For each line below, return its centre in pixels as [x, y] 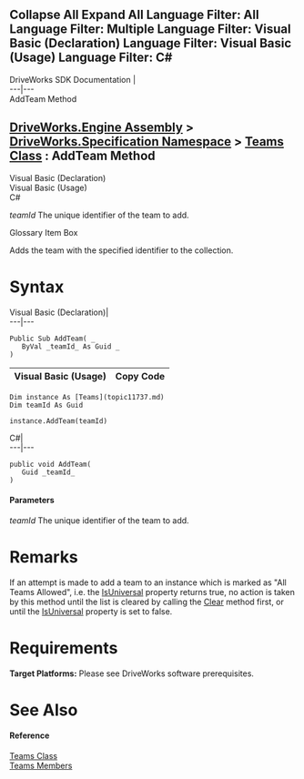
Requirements [64, 647]
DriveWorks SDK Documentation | [73, 79]
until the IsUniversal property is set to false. [91, 611]
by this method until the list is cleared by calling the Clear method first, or [147, 602]
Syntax [37, 287]
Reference [30, 735]
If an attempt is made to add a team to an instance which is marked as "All [148, 582]
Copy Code [140, 376]
